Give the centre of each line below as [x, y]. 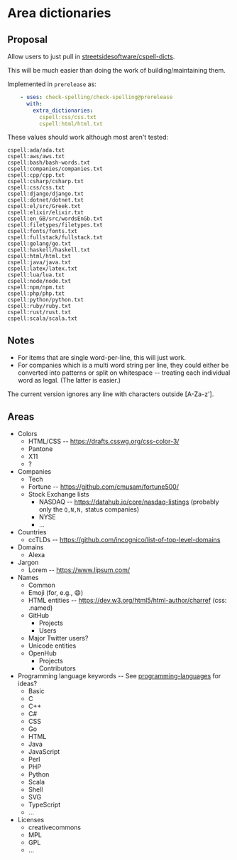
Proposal [28, 40]
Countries [32, 532]
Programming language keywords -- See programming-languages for [119, 676]
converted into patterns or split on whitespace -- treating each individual [124, 373]
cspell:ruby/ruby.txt [39, 306]
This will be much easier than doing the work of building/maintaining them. [116, 70]
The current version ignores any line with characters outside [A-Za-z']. [111, 394]
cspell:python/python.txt [45, 300]
